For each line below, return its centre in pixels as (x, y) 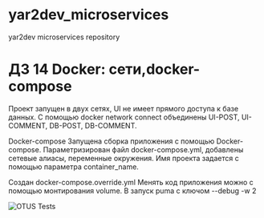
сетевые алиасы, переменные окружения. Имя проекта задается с (124, 158)
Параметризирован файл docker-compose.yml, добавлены (143, 149)
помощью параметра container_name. (73, 167)
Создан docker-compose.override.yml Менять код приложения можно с (131, 182)
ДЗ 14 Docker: (57, 69)
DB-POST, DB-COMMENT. (93, 125)
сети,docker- (154, 69)
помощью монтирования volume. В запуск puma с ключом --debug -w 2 (132, 191)
